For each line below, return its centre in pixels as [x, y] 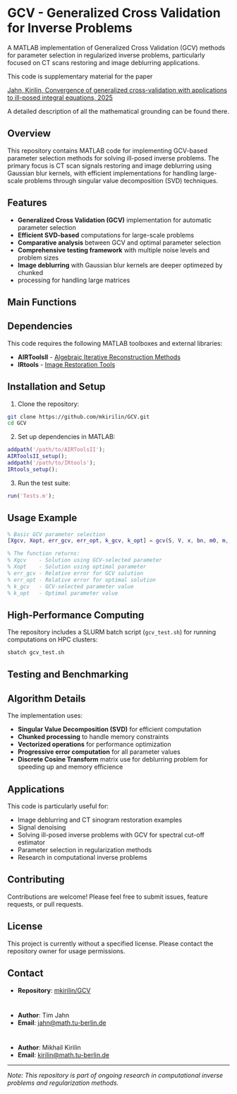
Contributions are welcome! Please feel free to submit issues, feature [108, 897]
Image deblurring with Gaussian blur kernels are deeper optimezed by [120, 265]
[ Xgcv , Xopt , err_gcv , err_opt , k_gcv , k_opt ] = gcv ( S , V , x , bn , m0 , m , [118, 541]
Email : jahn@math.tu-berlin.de [62, 1023]
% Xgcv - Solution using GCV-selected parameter [85, 560]
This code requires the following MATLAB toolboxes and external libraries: [115, 343]
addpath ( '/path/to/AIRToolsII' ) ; [56, 450]
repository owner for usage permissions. [66, 951]
